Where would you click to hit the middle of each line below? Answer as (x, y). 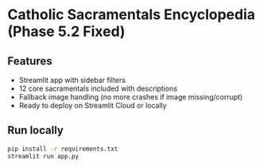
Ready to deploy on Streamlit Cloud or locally (93, 105)
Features (30, 61)
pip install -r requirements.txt (63, 149)
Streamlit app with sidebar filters (72, 80)
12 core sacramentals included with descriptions (98, 88)
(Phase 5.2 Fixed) (66, 31)
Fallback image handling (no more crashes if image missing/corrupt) (131, 97)
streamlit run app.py (43, 156)
